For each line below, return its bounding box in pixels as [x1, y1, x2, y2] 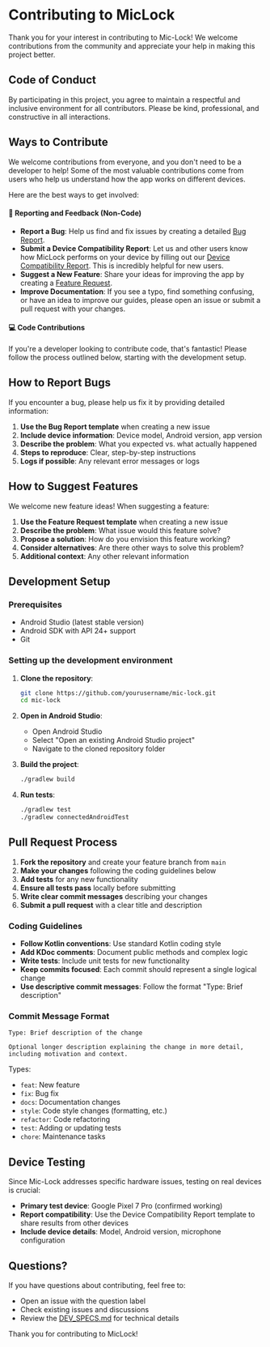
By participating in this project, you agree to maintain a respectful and [8, 95, 241, 104]
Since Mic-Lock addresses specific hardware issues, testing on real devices [8, 1177, 262, 1187]
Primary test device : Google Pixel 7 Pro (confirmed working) [19, 1201, 223, 1211]
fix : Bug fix [19, 1089, 59, 1098]
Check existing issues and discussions [19, 1304, 150, 1314]
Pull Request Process [8, 836, 118, 850]
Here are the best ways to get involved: [8, 190, 139, 199]
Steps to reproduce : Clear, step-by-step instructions [19, 447, 196, 457]
